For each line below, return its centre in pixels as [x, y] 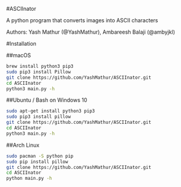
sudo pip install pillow [37, 162]
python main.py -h [29, 179]
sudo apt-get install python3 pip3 [51, 111]
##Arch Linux [23, 145]
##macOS [19, 55]
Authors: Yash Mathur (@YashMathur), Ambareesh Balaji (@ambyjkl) [91, 32]
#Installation [22, 44]
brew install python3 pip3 [40, 66]
